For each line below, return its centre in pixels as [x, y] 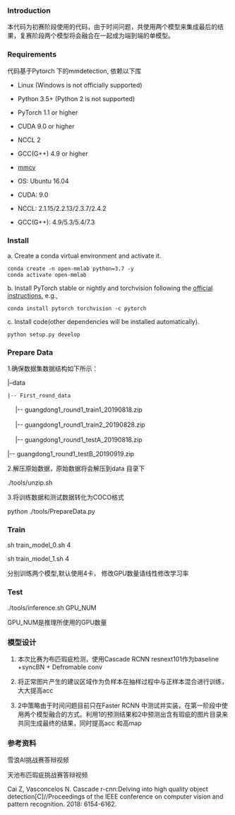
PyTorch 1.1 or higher [48, 112]
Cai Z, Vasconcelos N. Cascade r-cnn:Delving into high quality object [108, 789]
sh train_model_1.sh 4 [38, 559]
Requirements [32, 54]
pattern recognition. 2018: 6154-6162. [62, 804]
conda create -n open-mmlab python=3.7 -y [71, 268]
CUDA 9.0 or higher [46, 126]
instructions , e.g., [33, 295]
